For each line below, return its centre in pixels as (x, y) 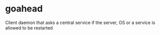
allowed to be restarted (29, 27)
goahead (24, 9)
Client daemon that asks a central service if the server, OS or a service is (80, 22)
